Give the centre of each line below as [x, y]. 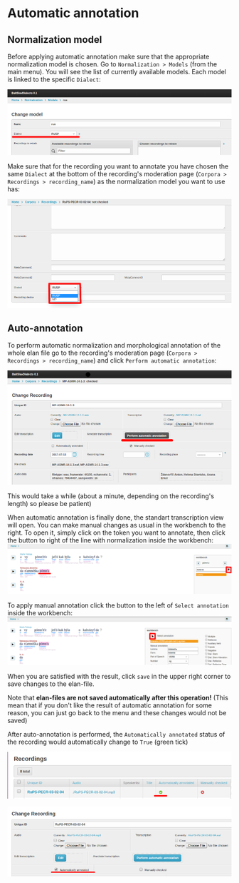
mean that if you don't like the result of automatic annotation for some [110, 705]
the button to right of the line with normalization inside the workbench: [111, 540]
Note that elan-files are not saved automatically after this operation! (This [118, 697]
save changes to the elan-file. [51, 684]
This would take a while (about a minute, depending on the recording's [111, 496]
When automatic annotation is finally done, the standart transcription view [116, 517]
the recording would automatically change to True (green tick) [98, 742]
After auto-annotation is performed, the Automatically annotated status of [116, 734]
